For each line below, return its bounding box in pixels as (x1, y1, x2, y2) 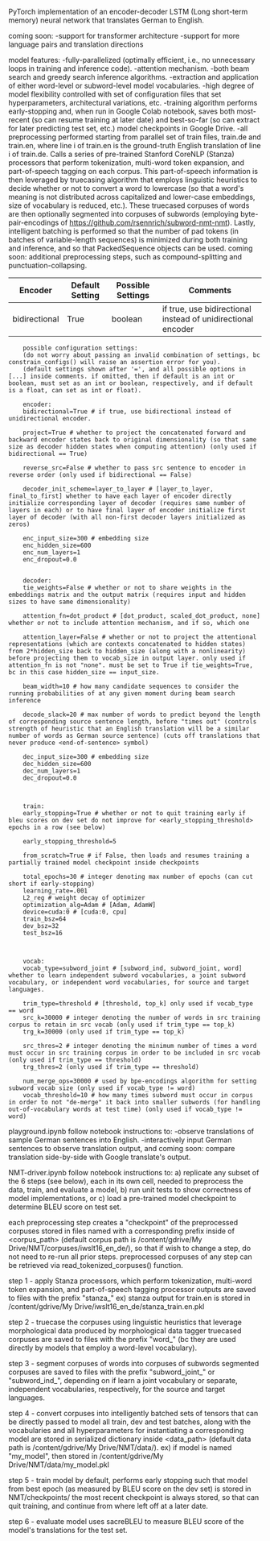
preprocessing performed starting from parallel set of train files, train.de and (8, 132, 261, 142)
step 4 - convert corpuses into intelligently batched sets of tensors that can (8, 1409, 259, 1418)
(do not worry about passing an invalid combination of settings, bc (22, 351, 261, 359)
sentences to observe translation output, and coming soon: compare (8, 1144, 235, 1153)
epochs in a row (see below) (8, 823, 106, 831)
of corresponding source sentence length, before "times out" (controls (8, 718, 257, 726)
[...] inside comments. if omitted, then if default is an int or (8, 372, 235, 380)
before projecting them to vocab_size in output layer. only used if (8, 654, 247, 662)
